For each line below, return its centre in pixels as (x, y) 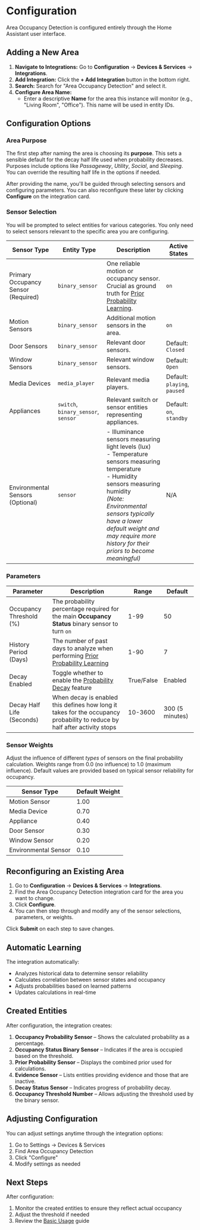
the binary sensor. (37, 1100)
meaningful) (124, 558)
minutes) (176, 716)
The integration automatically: (43, 961)
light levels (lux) (129, 447)
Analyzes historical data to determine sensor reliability (81, 973)
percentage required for (85, 609)
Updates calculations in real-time (55, 992)
